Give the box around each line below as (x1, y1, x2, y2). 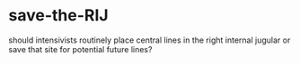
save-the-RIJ (8, 5, 109, 26)
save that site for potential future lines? (8, 43, 153, 54)
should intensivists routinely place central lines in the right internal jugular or (8, 35, 291, 45)
